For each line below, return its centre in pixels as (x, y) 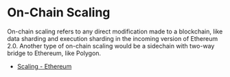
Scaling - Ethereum (44, 66)
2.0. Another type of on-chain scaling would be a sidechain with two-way (111, 46)
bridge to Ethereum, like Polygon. (54, 53)
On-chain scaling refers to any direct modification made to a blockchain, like (115, 31)
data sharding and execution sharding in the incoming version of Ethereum (113, 38)
